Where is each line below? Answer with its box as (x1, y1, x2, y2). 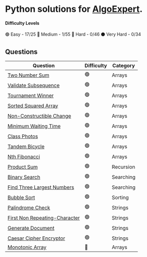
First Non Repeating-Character (7, 214, 80, 221)
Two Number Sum (7, 72, 49, 79)
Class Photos (7, 132, 38, 139)
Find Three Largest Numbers (7, 184, 74, 191)
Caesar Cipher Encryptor (7, 235, 66, 242)
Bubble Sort (7, 194, 36, 201)
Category (112, 62, 135, 69)
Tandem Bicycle (7, 143, 45, 150)
